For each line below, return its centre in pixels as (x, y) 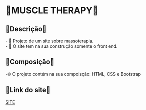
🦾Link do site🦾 (28, 90)
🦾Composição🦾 (30, 62)
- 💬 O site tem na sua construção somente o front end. (61, 46)
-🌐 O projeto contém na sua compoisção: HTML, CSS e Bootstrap (73, 74)
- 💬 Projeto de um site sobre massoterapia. (49, 41)
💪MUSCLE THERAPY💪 (52, 10)
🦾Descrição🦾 (26, 29)
